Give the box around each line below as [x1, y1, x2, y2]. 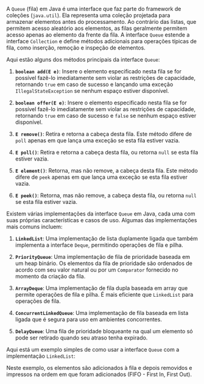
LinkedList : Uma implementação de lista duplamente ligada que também [15, 235, 198, 242]
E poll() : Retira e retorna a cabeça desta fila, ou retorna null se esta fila [15, 149, 199, 156]
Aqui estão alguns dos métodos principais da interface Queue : [6, 56, 160, 63]
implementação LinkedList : [6, 352, 76, 360]
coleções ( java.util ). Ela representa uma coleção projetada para [6, 12, 171, 19]
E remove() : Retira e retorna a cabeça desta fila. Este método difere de [15, 131, 192, 137]
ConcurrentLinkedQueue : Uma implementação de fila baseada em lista [15, 310, 189, 316]
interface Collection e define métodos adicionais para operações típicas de [6, 38, 197, 45]
